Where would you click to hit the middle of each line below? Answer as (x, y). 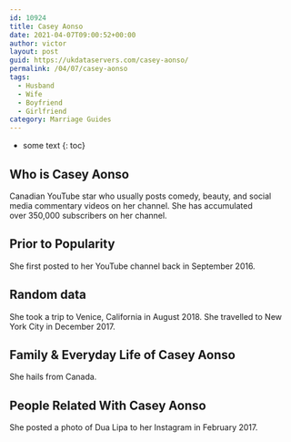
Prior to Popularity (62, 244)
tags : (20, 77)
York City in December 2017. (62, 326)
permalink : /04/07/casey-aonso (69, 69)
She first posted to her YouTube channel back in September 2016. (133, 266)
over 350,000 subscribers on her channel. (88, 215)
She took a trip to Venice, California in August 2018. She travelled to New (146, 316)
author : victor (38, 43)
